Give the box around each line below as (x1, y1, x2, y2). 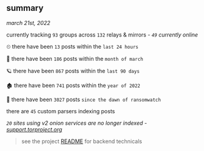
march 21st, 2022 (6, 19, 51, 26)
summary (6, 3, 44, 13)
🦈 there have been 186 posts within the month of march (6, 55, 144, 62)
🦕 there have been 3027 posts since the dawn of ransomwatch (6, 96, 161, 103)
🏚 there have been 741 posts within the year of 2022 (6, 82, 140, 89)
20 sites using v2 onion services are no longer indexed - (6, 119, 147, 127)
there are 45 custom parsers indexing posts (6, 107, 115, 114)
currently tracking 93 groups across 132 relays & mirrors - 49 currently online (6, 31, 199, 38)
